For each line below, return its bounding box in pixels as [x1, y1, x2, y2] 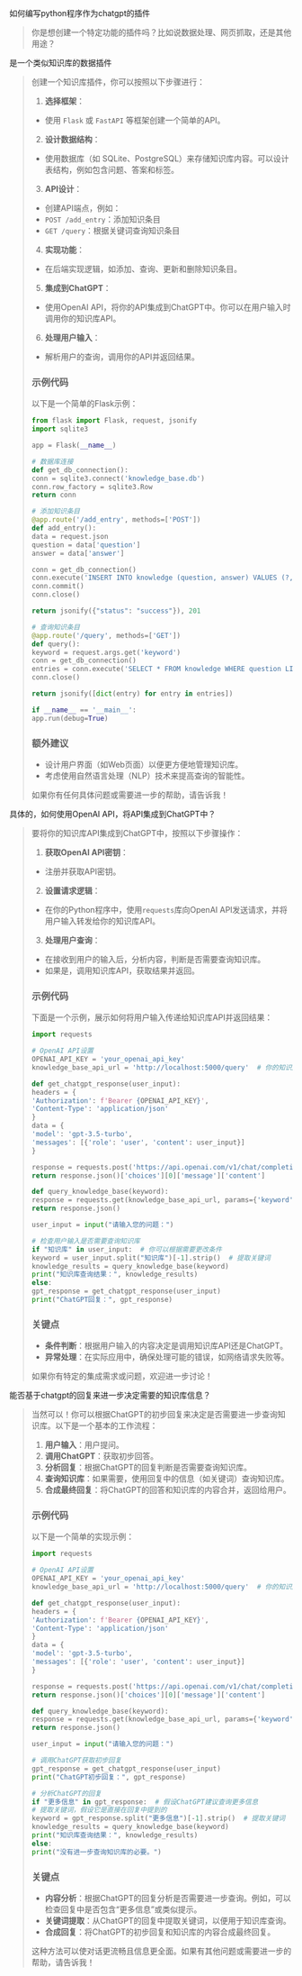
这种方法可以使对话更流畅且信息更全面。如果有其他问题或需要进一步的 [31, 1945, 292, 1957]
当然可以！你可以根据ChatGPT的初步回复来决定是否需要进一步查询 [31, 1409, 279, 1420]
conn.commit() [31, 582, 84, 591]
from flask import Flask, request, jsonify [31, 416, 198, 425]
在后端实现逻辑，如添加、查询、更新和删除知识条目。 [44, 264, 243, 274]
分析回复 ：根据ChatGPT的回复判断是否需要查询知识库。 [44, 1462, 252, 1473]
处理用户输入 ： [44, 332, 101, 342]
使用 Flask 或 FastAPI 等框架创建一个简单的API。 [44, 115, 226, 125]
